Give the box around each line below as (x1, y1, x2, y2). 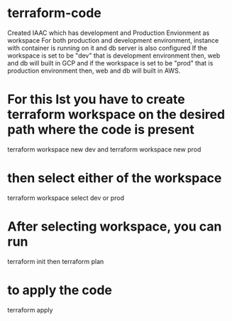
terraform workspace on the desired (7, 107, 226, 122)
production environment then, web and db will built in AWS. (7, 66, 181, 75)
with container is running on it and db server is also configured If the (7, 43, 208, 52)
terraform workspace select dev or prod (7, 194, 124, 202)
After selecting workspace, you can (7, 219, 222, 234)
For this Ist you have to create (7, 91, 186, 107)
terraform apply (7, 305, 53, 314)
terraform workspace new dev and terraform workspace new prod (7, 144, 201, 154)
